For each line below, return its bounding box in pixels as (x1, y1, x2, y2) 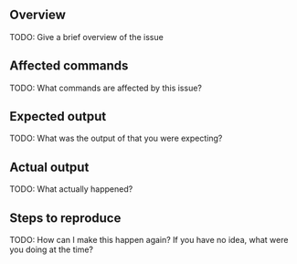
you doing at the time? (9, 244, 94, 255)
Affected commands (9, 58, 129, 74)
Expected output (9, 109, 107, 124)
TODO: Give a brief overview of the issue (9, 31, 164, 42)
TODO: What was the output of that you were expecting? (9, 132, 223, 144)
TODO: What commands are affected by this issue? (9, 82, 203, 93)
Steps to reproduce (9, 210, 122, 226)
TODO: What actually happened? (9, 184, 133, 195)
